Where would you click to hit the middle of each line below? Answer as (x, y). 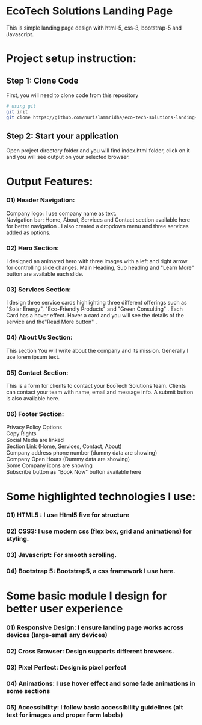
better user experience (65, 609)
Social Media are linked (35, 440)
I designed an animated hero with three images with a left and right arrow (97, 261)
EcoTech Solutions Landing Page (90, 11)
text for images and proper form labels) (65, 715)
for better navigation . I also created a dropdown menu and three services (97, 226)
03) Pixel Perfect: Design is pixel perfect (66, 668)
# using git (21, 106)
